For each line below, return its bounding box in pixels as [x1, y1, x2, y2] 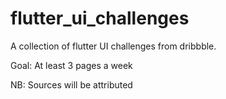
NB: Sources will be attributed [10, 78, 133, 91]
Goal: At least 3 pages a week [10, 59, 133, 71]
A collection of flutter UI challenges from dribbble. [10, 40, 217, 52]
